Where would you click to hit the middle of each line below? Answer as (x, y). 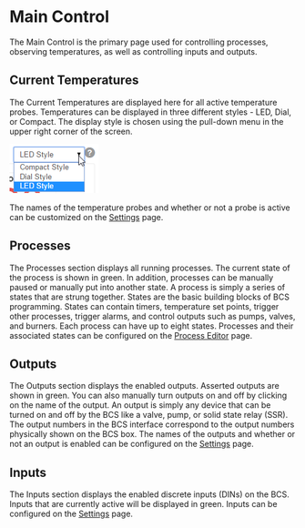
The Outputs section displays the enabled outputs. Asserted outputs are (144, 386)
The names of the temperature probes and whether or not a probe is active (150, 208)
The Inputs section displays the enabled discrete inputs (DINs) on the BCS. (149, 494)
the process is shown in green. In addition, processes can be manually (142, 277)
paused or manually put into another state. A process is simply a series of (147, 287)
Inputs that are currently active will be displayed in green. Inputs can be (143, 504)
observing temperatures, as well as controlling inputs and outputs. (133, 51)
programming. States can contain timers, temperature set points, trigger (144, 306)
